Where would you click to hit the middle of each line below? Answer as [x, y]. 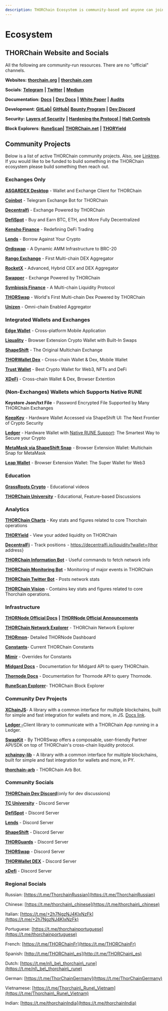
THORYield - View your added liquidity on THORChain [61, 535]
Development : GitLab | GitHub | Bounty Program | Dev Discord [70, 109]
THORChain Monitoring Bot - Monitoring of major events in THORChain [79, 569]
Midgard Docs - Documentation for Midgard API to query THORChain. [77, 666]
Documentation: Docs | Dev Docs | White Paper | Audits [65, 99]
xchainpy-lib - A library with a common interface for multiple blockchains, [81, 755]
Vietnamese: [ [19, 988]
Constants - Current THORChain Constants [49, 647]
